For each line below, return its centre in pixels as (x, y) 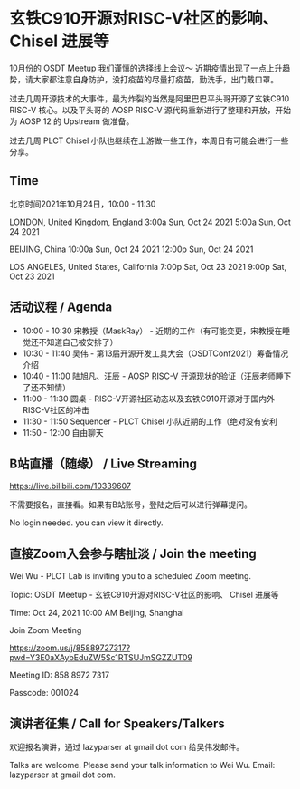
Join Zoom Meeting (46, 630)
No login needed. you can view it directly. (87, 523)
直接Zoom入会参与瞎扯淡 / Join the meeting (133, 553)
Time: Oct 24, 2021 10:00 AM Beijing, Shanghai (97, 613)
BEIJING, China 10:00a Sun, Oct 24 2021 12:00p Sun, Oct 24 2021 (131, 249)
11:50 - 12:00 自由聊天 (63, 432)
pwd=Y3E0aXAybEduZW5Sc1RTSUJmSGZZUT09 (101, 658)
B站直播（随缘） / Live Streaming (103, 463)
